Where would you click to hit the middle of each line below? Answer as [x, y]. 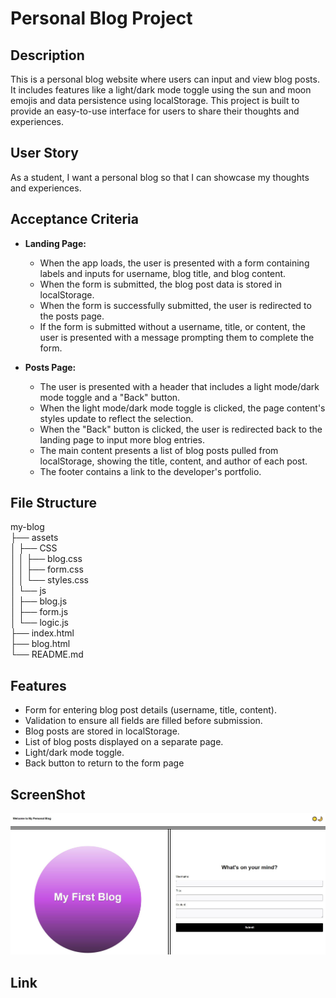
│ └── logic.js [39, 623]
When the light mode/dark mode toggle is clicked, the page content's [182, 408]
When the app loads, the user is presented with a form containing [174, 263]
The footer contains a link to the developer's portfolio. [150, 471]
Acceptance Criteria [74, 219]
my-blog [27, 527]
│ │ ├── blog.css [46, 559]
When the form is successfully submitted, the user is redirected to [175, 305]
